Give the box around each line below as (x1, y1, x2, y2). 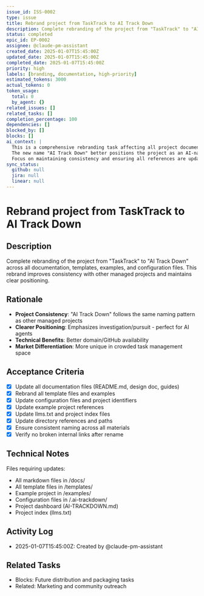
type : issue (6, 15, 36, 21)
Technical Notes (6, 449, 70, 459)
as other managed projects (15, 317, 83, 324)
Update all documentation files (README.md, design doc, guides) (15, 383, 180, 390)
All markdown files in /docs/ (15, 476, 86, 484)
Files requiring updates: (6, 465, 66, 472)
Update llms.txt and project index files (15, 410, 110, 418)
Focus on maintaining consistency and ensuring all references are (12, 155, 186, 161)
